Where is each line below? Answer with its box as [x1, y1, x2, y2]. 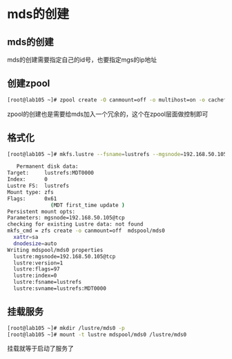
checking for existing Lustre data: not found [7, 221, 144, 228]
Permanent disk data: [16, 163, 79, 170]
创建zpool [7, 77, 50, 90]
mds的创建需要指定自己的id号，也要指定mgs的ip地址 [7, 56, 157, 64]
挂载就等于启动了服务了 [7, 345, 74, 353]
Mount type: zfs [7, 188, 54, 195]
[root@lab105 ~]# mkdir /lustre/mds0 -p [7, 324, 126, 331]
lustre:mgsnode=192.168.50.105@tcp [13, 253, 116, 260]
